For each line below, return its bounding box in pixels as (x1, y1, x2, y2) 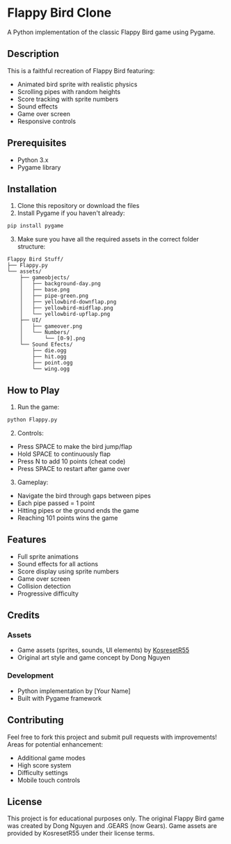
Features (7, 534, 47, 546)
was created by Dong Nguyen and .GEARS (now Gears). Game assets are (7, 822, 217, 830)
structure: (17, 242, 46, 251)
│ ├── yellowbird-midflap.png (19, 305, 113, 312)
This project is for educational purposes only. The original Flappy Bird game (7, 814, 225, 822)
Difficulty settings (17, 768, 68, 777)
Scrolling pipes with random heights (17, 87, 120, 95)
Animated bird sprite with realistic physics (17, 80, 138, 88)
